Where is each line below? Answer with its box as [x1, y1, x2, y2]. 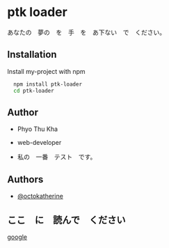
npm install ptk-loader [13, 81, 82, 88]
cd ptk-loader [13, 87, 54, 94]
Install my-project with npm [7, 67, 86, 75]
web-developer [17, 139, 62, 147]
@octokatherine [17, 192, 64, 201]
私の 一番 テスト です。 [17, 153, 97, 161]
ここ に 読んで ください [7, 214, 126, 226]
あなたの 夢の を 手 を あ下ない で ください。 [7, 28, 166, 36]
